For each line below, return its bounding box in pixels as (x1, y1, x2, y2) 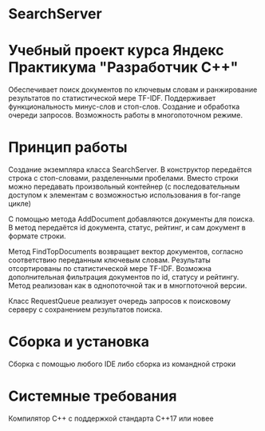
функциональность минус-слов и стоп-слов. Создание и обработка (8, 102, 240, 112)
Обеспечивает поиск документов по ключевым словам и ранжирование (8, 85, 258, 94)
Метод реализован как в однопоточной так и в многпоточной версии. (8, 281, 247, 290)
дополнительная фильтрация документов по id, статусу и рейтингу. (8, 273, 239, 282)
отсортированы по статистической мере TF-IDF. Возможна (8, 264, 212, 273)
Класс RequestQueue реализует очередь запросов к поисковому (8, 297, 231, 306)
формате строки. (8, 231, 66, 241)
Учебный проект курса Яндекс (8, 42, 224, 60)
